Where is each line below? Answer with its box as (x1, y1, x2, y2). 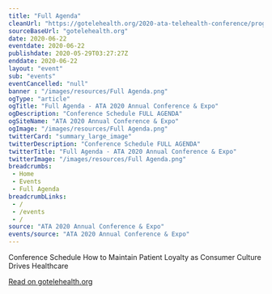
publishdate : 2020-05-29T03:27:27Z (8, 49, 129, 58)
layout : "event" (8, 65, 63, 73)
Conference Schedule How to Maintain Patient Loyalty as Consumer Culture (8, 253, 261, 262)
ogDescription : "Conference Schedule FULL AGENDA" (8, 110, 183, 118)
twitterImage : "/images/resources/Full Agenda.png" (8, 155, 186, 163)
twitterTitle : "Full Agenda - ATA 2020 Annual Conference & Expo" (8, 147, 237, 156)
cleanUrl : (8, 19, 42, 28)
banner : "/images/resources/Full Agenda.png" (8, 87, 168, 96)
